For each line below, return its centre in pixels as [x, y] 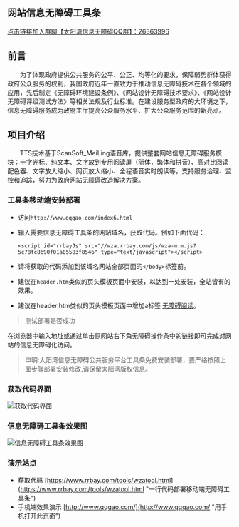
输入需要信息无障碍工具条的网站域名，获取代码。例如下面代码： [111, 232]
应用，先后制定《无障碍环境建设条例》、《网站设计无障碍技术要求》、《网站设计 [119, 92]
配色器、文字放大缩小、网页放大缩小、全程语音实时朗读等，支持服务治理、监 [119, 171]
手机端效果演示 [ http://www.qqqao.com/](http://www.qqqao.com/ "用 [119, 507]
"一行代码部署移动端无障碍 [185, 489]
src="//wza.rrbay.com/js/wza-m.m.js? [141, 246]
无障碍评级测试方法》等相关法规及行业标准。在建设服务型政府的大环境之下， [119, 101]
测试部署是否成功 [50, 320]
